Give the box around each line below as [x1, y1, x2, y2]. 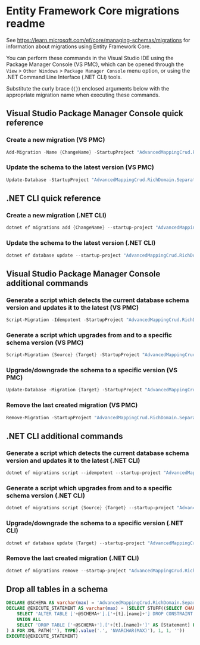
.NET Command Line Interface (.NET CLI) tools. [6, 73, 122, 80]
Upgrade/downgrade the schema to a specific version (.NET [6, 519, 183, 528]
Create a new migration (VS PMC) [6, 136, 105, 144]
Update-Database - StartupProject [6, 177, 89, 183]
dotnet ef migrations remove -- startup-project [6, 568, 127, 574]
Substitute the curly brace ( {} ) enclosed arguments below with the [6, 85, 170, 92]
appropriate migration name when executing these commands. [6, 91, 160, 98]
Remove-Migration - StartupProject [6, 415, 92, 420]
